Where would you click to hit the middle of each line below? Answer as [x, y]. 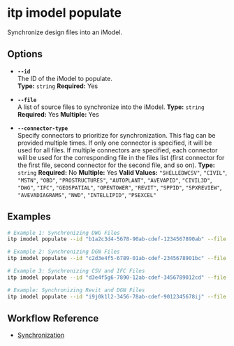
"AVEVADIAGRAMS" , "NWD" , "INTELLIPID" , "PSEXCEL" [87, 194]
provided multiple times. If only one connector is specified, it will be [115, 143]
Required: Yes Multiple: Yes [58, 114]
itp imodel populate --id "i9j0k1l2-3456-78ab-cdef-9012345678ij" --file [117, 296]
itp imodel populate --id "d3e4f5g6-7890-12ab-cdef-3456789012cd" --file [117, 277]
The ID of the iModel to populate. [65, 78]
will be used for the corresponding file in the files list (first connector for [121, 157]
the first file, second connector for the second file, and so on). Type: [116, 165]
